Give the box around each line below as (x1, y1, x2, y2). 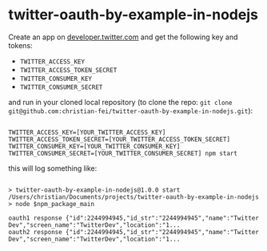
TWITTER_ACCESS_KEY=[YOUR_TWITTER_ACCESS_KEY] (8, 128, 166, 136)
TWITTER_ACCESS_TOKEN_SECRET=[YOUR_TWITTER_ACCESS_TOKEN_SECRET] (8, 135, 230, 144)
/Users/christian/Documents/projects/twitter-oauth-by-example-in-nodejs (8, 192, 260, 201)
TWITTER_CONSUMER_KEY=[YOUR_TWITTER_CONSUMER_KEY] (8, 142, 181, 150)
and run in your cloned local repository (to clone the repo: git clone (8, 97, 233, 107)
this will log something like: (8, 163, 98, 173)
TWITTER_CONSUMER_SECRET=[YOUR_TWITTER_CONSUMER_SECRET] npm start (8, 149, 238, 157)
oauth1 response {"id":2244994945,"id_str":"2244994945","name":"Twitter (8, 214, 260, 222)
